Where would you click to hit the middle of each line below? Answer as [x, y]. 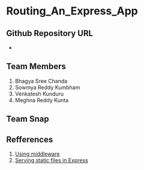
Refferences [30, 139]
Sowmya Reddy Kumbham [47, 87]
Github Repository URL [50, 33]
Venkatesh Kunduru [39, 94]
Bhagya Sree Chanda [41, 81]
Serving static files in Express [51, 160]
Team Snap [28, 119]
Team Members [36, 66]
